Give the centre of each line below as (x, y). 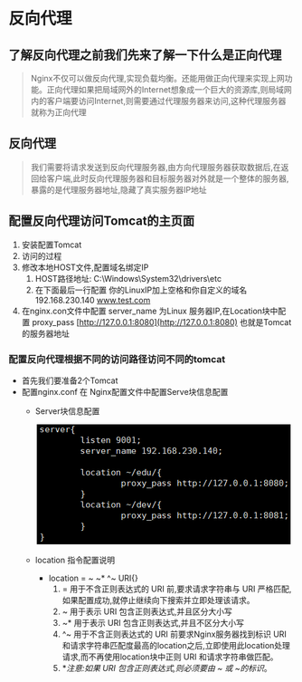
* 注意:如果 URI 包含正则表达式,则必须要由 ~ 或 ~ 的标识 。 (167, 668)
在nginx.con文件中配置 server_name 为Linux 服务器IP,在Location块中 (150, 311)
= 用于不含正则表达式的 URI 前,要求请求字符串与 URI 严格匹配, (177, 589)
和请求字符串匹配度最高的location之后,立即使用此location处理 (176, 645)
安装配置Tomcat (52, 245)
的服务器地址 (45, 333)
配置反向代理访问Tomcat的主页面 (102, 221)
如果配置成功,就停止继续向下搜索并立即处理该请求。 (158, 600)
